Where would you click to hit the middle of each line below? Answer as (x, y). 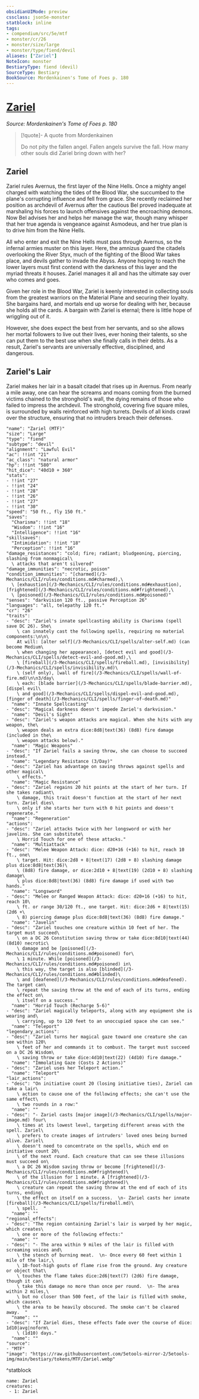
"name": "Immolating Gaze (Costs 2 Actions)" (69, 1063)
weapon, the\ (22, 725)
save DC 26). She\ (29, 626)
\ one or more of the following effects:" (70, 1234)
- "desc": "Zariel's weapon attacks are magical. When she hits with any (99, 719)
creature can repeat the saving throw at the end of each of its (104, 1188)
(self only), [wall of (50, 673)
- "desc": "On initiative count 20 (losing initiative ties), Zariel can (99, 1084)
